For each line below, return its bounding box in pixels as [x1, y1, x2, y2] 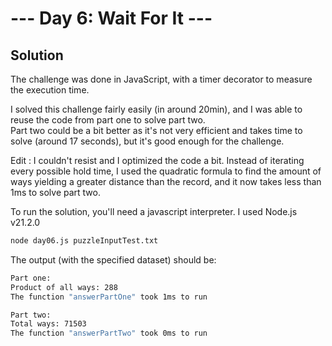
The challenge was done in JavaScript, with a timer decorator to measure [10, 73, 313, 85]
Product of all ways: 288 [10, 282, 118, 292]
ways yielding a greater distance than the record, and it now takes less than [10, 176, 322, 187]
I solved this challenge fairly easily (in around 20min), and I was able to [10, 103, 303, 115]
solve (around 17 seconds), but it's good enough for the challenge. [10, 135, 285, 147]
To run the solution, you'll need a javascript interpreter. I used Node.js [10, 206, 298, 217]
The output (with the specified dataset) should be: [10, 253, 217, 266]
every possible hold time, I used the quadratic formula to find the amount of [10, 165, 322, 177]
